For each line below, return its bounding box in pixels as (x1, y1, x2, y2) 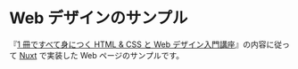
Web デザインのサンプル (9, 8, 188, 28)
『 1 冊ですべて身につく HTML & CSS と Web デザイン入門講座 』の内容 (9, 39, 267, 50)
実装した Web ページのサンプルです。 (46, 50, 185, 60)
